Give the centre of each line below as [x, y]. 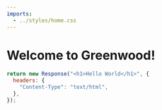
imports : [19, 14]
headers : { [29, 81]
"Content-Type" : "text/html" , [64, 87]
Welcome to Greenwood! [81, 55]
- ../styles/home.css [45, 20]
